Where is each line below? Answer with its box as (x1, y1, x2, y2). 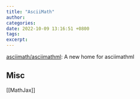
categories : (6, 20, 36, 26)
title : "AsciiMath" (6, 8, 55, 15)
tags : (6, 31, 20, 37)
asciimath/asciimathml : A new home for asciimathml (6, 53, 135, 60)
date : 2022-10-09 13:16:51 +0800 (6, 25, 90, 32)
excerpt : (6, 37, 28, 43)
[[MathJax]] (6, 86, 36, 94)
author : (6, 14, 26, 20)
